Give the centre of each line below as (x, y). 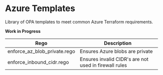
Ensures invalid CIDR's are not (114, 59)
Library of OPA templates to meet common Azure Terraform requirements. (79, 22)
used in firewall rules (103, 65)
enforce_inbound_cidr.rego (38, 62)
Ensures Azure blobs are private (116, 51)
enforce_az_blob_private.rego (41, 51)
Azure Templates (40, 8)
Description (118, 43)
